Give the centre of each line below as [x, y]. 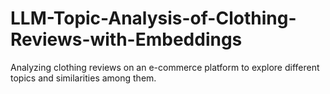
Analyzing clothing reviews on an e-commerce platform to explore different [165, 67]
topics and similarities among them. [83, 78]
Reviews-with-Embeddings [126, 39]
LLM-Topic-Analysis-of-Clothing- [153, 18]
